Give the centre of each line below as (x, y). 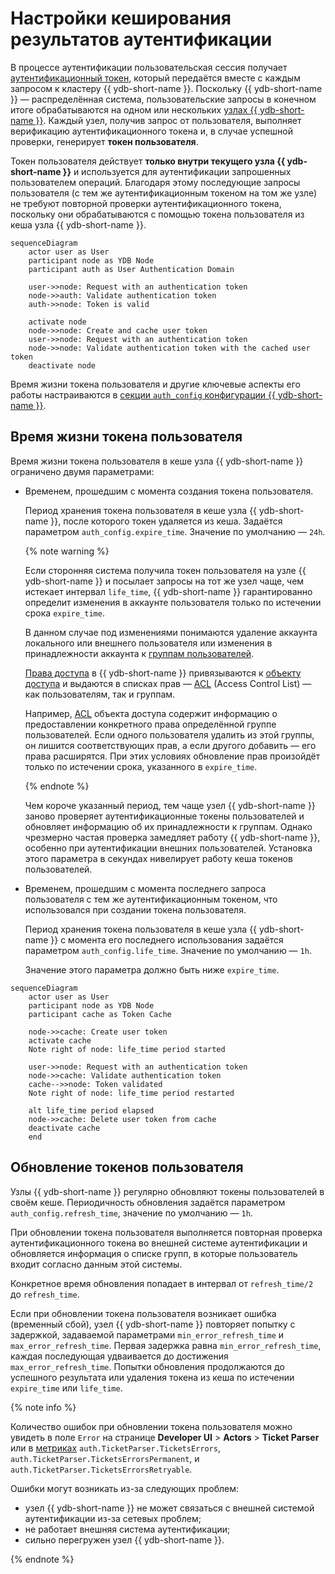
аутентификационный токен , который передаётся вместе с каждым (155, 78)
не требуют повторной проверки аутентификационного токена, (146, 203)
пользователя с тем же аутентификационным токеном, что (151, 899)
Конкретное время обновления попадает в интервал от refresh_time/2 (162, 1283)
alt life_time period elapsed (91, 1110)
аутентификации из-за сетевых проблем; (113, 1518)
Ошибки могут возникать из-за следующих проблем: (124, 1488)
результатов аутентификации (141, 39)
